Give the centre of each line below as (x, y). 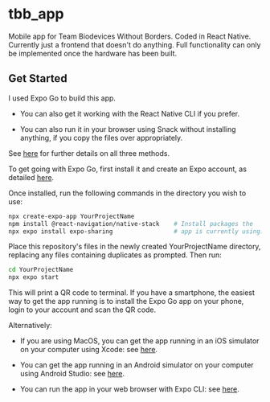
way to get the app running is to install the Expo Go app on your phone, (126, 301)
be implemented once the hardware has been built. (93, 53)
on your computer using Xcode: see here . (89, 350)
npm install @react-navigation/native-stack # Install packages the (131, 224)
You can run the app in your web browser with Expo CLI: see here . (129, 389)
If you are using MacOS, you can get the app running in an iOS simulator (139, 341)
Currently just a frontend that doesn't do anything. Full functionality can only (135, 44)
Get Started (38, 78)
